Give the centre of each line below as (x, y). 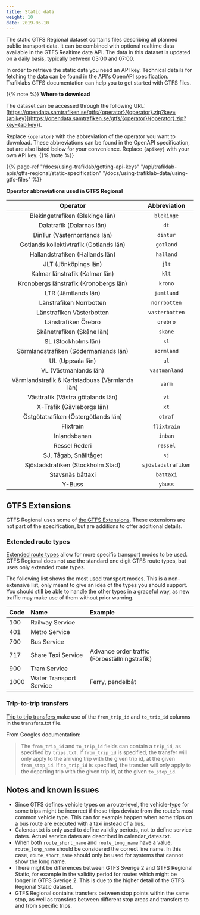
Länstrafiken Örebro (73, 322)
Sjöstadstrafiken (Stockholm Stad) (73, 465)
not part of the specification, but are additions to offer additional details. (94, 526)
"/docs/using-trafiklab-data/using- (145, 173)
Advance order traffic (120, 651)
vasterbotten (166, 313)
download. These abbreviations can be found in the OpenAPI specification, (98, 143)
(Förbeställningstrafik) (121, 659)
